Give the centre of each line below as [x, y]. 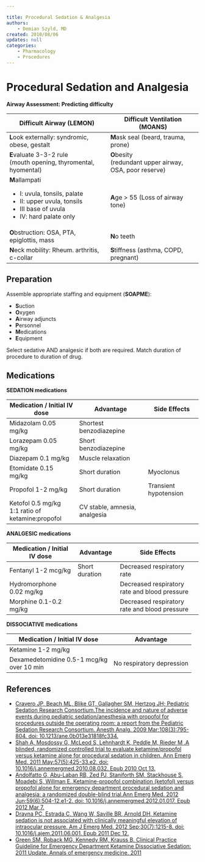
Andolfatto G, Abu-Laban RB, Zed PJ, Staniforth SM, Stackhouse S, [99, 775]
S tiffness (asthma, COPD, [147, 250]
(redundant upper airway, [147, 162]
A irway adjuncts [36, 318]
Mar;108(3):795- [168, 730]
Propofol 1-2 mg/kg [38, 490]
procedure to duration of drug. [45, 356]
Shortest [91, 423]
